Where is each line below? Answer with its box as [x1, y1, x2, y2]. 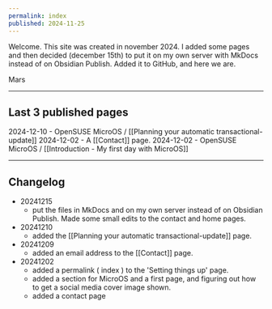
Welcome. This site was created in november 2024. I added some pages [8, 41, 250, 51]
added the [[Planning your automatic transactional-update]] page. [32, 231, 253, 241]
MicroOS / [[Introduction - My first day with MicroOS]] [8, 144, 189, 154]
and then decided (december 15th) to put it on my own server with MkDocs [8, 50, 259, 60]
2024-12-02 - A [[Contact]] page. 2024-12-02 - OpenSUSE [38, 135, 237, 146]
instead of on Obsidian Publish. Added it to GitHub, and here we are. [8, 58, 236, 69]
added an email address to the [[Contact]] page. [32, 248, 193, 258]
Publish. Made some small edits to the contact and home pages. [32, 214, 247, 223]
